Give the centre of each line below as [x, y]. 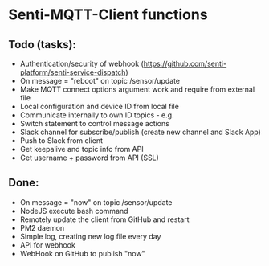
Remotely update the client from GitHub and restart [105, 219]
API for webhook [48, 245]
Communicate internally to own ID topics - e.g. [97, 115]
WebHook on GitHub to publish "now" [83, 253]
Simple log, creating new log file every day [90, 236]
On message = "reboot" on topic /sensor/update [100, 81]
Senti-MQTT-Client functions [108, 15]
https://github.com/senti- [185, 63]
